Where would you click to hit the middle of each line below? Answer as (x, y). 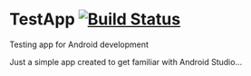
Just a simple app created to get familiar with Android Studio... (126, 62)
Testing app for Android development (79, 44)
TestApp (42, 19)
